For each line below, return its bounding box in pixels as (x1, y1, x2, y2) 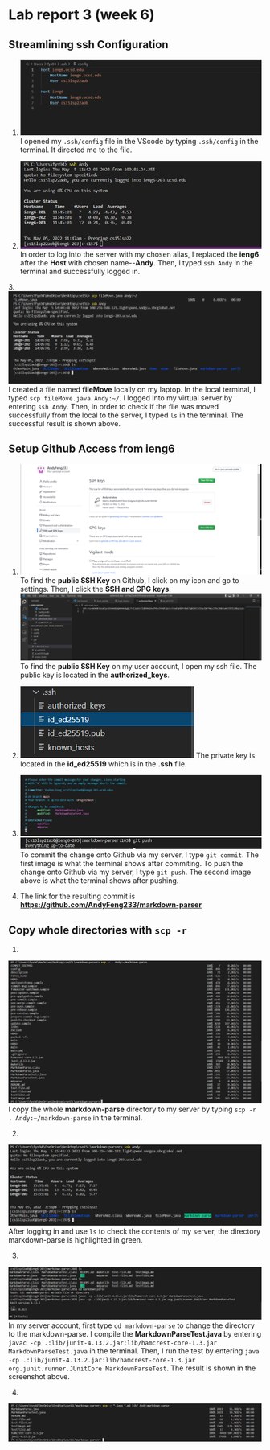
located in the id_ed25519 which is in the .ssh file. (19, 759, 187, 769)
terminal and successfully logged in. (19, 267, 141, 277)
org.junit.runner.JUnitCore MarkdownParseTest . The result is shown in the (8, 1363, 256, 1373)
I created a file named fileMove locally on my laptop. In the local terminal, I (8, 384, 256, 394)
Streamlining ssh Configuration (8, 38, 169, 51)
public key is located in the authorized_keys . (19, 670, 170, 680)
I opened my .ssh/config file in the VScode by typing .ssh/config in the (19, 137, 259, 146)
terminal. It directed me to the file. (19, 145, 133, 154)
